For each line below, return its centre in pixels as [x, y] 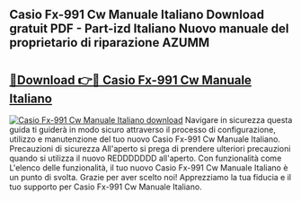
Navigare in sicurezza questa [239, 120]
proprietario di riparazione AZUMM [110, 43]
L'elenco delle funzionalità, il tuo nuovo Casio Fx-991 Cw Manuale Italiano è [149, 168]
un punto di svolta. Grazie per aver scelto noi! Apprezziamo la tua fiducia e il [150, 177]
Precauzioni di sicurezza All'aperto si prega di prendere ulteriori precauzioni [150, 149]
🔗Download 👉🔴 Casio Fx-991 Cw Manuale [130, 80]
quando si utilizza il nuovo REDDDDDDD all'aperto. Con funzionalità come [146, 158]
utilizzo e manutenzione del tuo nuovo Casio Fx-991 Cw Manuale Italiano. [145, 139]
